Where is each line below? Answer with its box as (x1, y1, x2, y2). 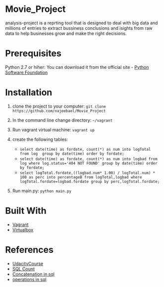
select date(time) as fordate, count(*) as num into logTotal (19, 147, 151, 152)
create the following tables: (12, 136, 68, 142)
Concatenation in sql (12, 271, 55, 277)
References (5, 244, 54, 255)
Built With (5, 205, 47, 216)
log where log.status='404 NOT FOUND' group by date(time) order (19, 161, 158, 166)
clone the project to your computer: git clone (12, 103, 107, 109)
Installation (5, 87, 53, 98)
